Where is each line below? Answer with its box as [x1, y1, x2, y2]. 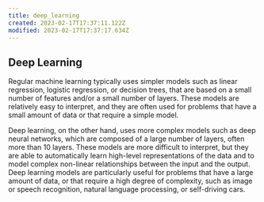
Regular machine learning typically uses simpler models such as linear [8, 77, 238, 86]
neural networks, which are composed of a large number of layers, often [8, 134, 245, 143]
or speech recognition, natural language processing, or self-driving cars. [8, 185, 246, 194]
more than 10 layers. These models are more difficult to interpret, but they [8, 143, 249, 152]
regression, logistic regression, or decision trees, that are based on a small [8, 85, 252, 95]
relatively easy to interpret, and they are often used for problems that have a [8, 102, 257, 112]
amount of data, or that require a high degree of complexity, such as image [8, 176, 253, 186]
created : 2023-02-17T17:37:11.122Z [8, 19, 126, 27]
